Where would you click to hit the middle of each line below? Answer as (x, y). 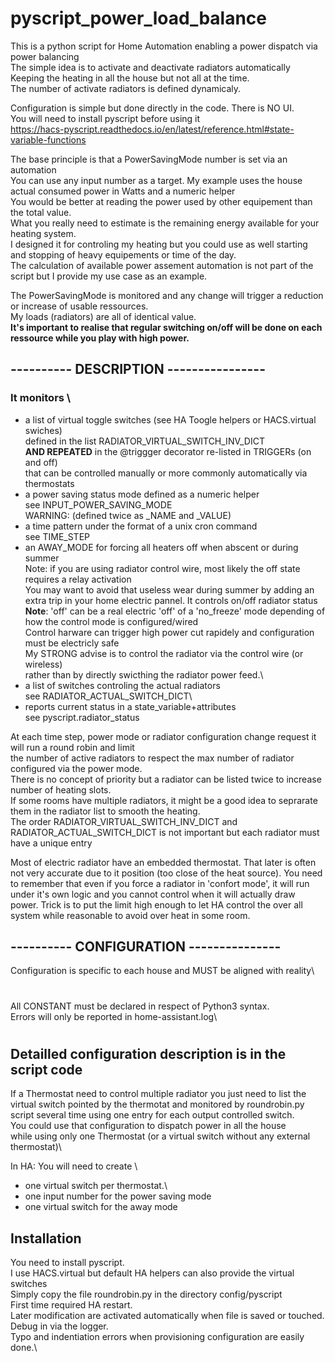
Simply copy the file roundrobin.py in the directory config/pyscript (146, 1294)
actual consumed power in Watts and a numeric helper (123, 191)
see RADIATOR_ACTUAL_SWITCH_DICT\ (108, 696)
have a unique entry (51, 843)
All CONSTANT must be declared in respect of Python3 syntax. (140, 1006)
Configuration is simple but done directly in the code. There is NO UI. (152, 108)
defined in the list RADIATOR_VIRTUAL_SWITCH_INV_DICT (144, 441)
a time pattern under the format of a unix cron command (141, 526)
